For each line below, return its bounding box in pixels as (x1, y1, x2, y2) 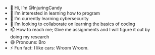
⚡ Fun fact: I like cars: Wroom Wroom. (10, 45, 89, 50)
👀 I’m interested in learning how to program (10, 10, 100, 16)
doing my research (10, 34, 49, 40)
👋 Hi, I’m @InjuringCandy (10, 5, 62, 11)
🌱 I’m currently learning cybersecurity (10, 16, 89, 21)
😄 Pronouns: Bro (10, 39, 46, 45)
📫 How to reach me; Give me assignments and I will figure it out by (10, 27, 150, 32)
